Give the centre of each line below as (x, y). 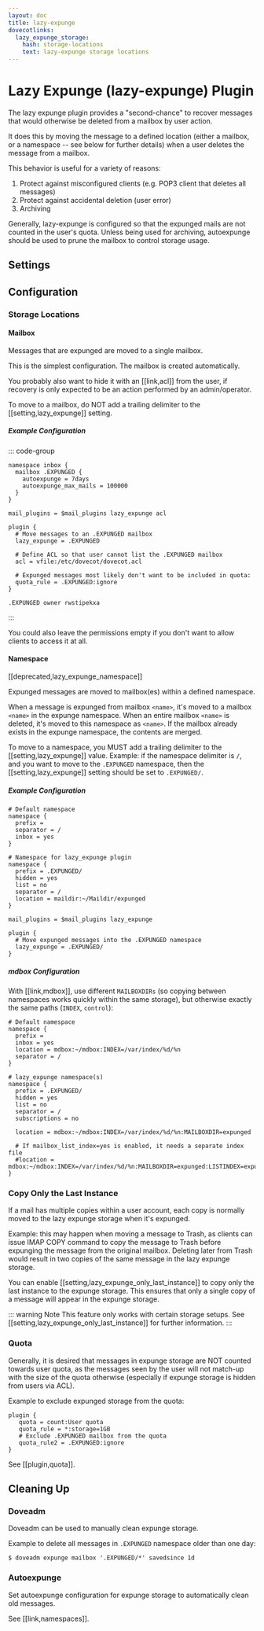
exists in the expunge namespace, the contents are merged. (105, 732)
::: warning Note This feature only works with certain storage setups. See (126, 1315)
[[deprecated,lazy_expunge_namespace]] (75, 676)
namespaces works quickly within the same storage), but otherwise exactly (130, 999)
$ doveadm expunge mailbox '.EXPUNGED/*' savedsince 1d (101, 1558)
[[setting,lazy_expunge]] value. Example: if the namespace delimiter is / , (125, 756)
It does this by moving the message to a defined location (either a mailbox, (129, 136)
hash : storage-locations (63, 45)
